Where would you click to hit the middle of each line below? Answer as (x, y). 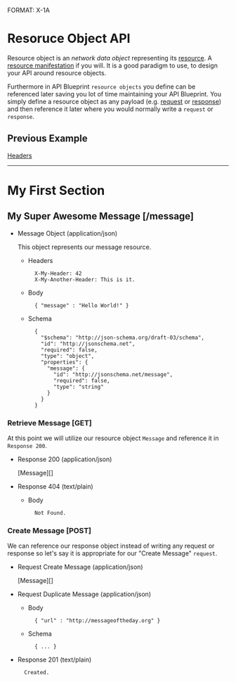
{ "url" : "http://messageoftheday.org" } (97, 621)
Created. (37, 673)
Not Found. (50, 513)
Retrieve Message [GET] (50, 423)
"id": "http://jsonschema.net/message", (113, 374)
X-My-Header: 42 (58, 274)
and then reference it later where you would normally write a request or (110, 109)
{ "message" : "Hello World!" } (81, 305)
